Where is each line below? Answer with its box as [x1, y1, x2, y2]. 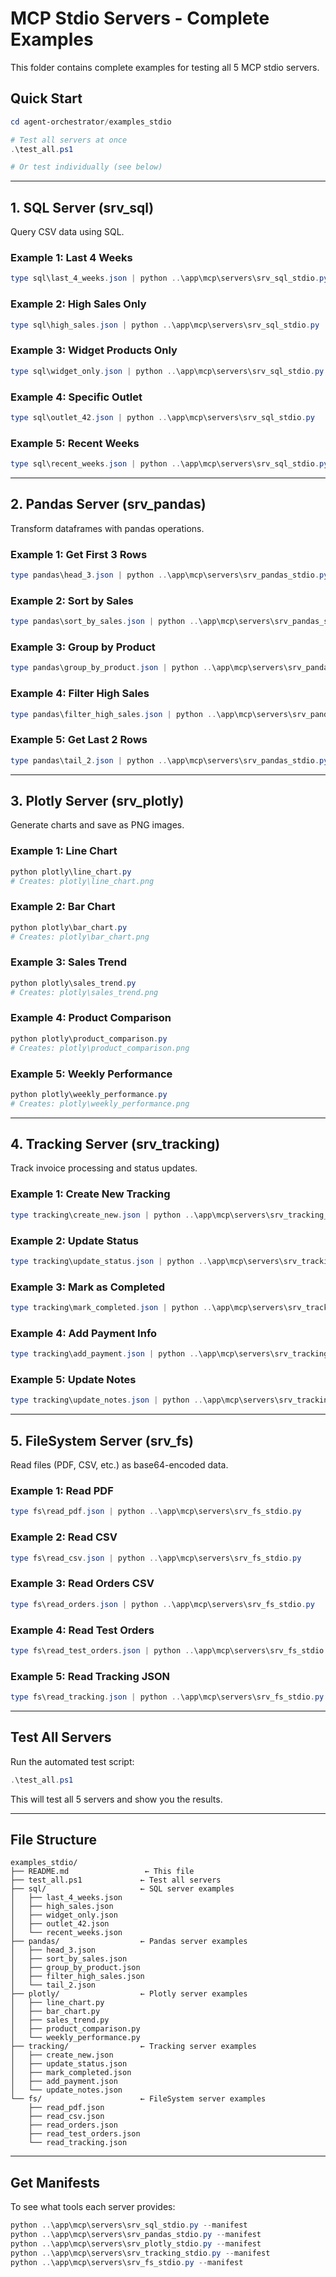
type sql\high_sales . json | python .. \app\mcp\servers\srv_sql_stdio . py [10, 320, 320, 330]
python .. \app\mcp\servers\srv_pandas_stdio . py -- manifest [10, 2230, 262, 2240]
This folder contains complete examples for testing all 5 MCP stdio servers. [10, 61, 320, 73]
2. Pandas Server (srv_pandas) [10, 496, 207, 513]
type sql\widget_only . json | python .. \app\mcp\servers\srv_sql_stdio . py [10, 366, 325, 376]
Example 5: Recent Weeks [10, 436, 140, 450]
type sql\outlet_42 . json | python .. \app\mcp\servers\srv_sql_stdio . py [10, 412, 315, 422]
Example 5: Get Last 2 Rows [10, 733, 148, 747]
